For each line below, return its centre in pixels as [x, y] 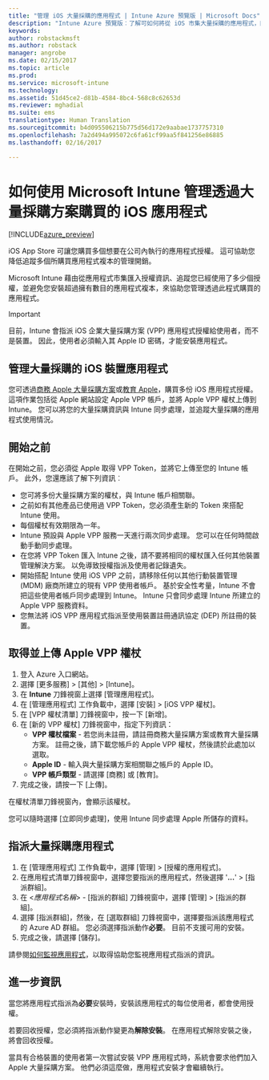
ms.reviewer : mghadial [46, 105]
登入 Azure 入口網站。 [56, 674]
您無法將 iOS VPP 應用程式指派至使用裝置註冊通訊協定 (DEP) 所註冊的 [134, 615]
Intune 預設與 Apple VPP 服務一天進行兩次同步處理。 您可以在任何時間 [136, 535]
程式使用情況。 [33, 420]
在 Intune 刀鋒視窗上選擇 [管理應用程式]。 [89, 694]
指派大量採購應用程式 [61, 846]
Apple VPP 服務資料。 [56, 606]
